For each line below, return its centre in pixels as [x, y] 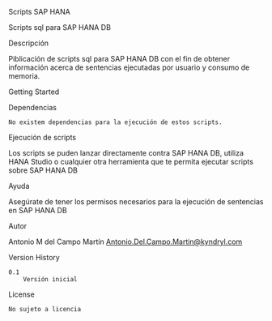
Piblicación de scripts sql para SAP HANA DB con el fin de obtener [119, 59]
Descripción [29, 43]
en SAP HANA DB [38, 210]
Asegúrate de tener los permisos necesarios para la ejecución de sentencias [136, 201]
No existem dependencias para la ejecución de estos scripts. [115, 122]
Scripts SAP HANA [39, 12]
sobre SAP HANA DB [43, 170]
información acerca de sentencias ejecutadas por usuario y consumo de [129, 67]
